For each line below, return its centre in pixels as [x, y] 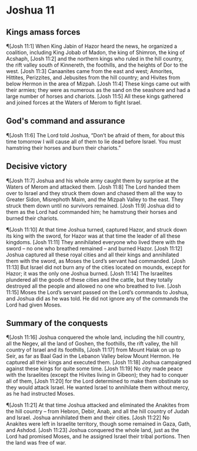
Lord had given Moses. [34, 305]
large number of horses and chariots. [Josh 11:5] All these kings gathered [95, 96]
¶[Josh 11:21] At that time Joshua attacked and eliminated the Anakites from [98, 405]
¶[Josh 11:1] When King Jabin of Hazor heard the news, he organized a [92, 46]
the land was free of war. [36, 443]
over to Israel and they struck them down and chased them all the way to [94, 193]
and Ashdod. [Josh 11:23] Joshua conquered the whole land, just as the [93, 430]
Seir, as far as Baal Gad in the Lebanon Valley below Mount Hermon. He [93, 356]
